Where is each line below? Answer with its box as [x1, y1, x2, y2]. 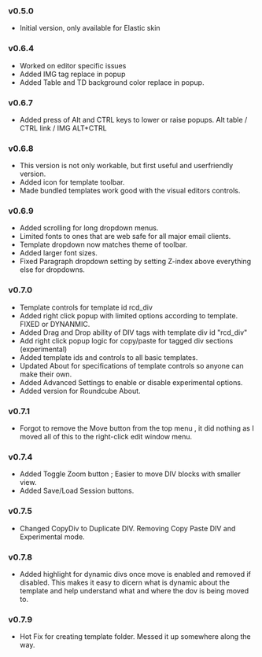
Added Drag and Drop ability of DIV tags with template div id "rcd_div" [19, 328, 248, 337]
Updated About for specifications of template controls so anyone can [19, 361, 244, 370]
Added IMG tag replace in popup [19, 69, 126, 79]
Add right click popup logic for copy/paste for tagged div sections [19, 336, 234, 345]
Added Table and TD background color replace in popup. [19, 77, 205, 87]
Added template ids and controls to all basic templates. [19, 352, 198, 362]
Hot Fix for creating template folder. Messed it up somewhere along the [19, 632, 251, 641]
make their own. [19, 369, 72, 379]
